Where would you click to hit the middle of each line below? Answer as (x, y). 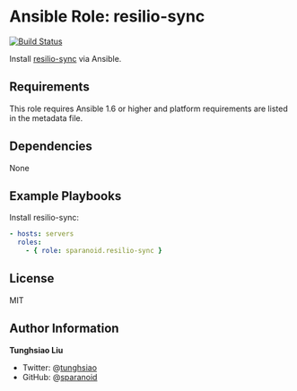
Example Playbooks (66, 196)
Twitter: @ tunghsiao (59, 367)
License (32, 278)
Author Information (64, 329)
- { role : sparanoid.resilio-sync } (94, 251)
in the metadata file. (46, 117)
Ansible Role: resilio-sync (107, 17)
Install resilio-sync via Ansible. (66, 58)
